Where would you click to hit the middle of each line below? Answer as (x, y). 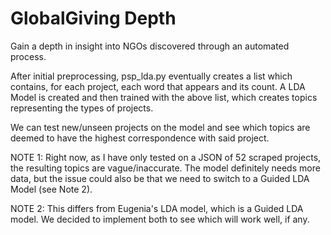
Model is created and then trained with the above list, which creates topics (164, 97)
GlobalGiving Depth (93, 18)
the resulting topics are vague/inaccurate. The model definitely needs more (165, 168)
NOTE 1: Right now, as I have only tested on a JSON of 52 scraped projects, (166, 157)
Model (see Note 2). (51, 189)
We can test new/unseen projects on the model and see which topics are (160, 127)
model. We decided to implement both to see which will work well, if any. (160, 219)
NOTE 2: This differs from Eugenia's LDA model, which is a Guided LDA (157, 208)
